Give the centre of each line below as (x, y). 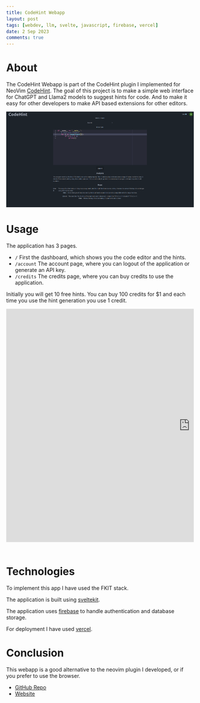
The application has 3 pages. (42, 246)
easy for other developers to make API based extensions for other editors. (97, 104)
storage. (16, 617)
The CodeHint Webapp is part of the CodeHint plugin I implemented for (93, 85)
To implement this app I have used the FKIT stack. (68, 588)
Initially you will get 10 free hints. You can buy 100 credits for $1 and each (96, 294)
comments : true (25, 38)
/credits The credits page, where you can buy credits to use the (94, 276)
